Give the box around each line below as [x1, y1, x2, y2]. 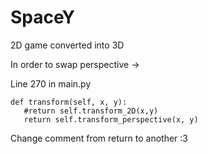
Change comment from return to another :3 [10, 132, 188, 144]
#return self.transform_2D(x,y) [23, 106, 159, 116]
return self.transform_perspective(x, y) [23, 114, 199, 125]
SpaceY [10, 6, 75, 29]
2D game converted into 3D [10, 39, 125, 51]
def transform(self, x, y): [10, 97, 128, 107]
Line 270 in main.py [10, 77, 92, 90]
